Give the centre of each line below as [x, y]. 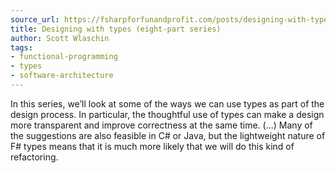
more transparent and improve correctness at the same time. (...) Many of [161, 125]
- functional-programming [64, 57]
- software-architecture [62, 76]
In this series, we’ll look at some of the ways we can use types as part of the [167, 103]
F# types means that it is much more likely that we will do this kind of [152, 146]
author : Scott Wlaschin [60, 38]
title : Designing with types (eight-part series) [116, 29]
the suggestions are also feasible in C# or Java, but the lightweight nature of [168, 135]
